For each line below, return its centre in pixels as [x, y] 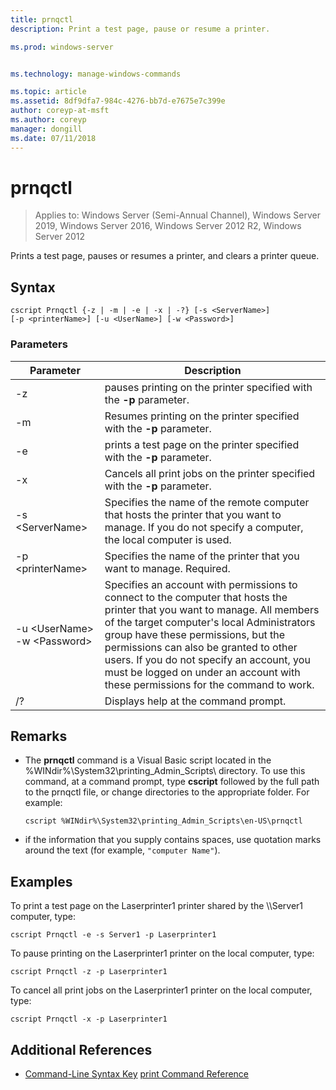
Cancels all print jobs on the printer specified [210, 473]
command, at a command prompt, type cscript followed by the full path [172, 782]
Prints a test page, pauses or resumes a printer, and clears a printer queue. [165, 256]
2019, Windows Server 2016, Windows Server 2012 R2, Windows [168, 226]
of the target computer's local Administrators [210, 622]
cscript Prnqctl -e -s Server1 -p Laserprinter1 [113, 935]
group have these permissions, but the [195, 634]
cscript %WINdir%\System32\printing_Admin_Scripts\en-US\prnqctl [163, 821]
